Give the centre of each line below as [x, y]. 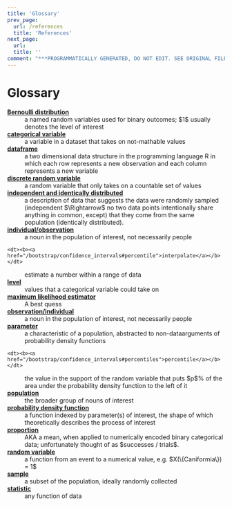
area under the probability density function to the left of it [106, 385]
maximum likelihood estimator [52, 296]
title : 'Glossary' [33, 13]
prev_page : [23, 20]
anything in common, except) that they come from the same [109, 214]
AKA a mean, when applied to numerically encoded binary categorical [124, 437]
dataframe [22, 149]
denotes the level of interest [64, 127]
